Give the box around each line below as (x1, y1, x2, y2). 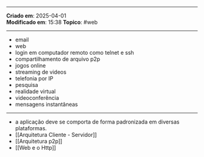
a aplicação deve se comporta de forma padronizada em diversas (15, 118, 180, 125)
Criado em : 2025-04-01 (6, 12, 67, 19)
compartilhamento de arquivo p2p (15, 55, 100, 63)
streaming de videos (15, 68, 67, 75)
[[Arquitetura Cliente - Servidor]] (15, 131, 97, 138)
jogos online (15, 62, 46, 69)
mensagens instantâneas (15, 101, 78, 108)
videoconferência (15, 94, 59, 101)
